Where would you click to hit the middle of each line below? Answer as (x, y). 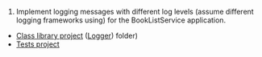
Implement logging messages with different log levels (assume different (135, 12)
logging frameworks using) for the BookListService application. (121, 20)
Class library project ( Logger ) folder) (77, 36)
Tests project (38, 44)
